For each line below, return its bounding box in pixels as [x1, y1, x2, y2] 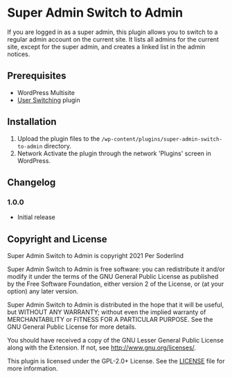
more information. [7, 364, 58, 372]
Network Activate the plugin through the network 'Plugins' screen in [17, 149, 211, 157]
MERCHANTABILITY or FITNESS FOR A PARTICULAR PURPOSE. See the [7, 316, 213, 324]
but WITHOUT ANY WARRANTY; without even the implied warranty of [7, 308, 206, 316]
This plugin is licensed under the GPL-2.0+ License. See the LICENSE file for [7, 357, 225, 366]
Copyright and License [7, 233, 107, 245]
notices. [7, 50, 30, 58]
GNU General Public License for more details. [7, 323, 137, 331]
